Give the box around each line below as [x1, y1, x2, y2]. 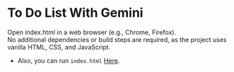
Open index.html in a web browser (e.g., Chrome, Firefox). [7, 28, 177, 36]
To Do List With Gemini [7, 5, 144, 21]
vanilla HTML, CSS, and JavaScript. [7, 43, 111, 51]
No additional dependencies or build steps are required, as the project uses [7, 35, 227, 43]
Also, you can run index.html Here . [17, 56, 120, 64]
